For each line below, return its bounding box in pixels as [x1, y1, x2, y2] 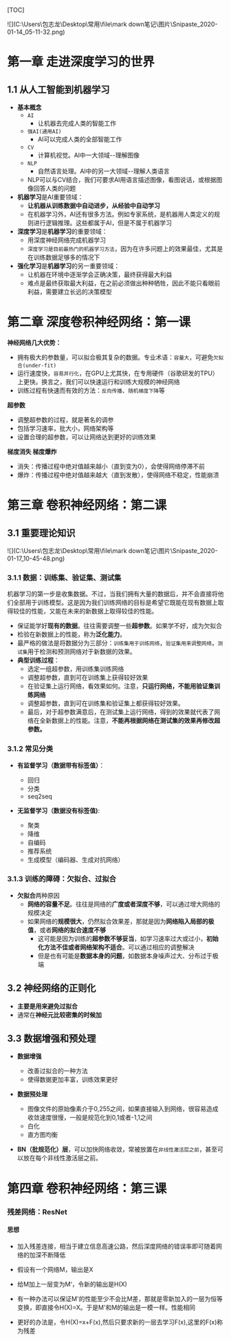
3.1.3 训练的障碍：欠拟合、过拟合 [7, 874, 117, 884]
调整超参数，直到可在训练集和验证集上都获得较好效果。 [27, 699, 184, 707]
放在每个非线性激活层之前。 [23, 1154, 102, 1162]
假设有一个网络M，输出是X [16, 1265, 93, 1273]
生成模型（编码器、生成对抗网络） [27, 855, 124, 864]
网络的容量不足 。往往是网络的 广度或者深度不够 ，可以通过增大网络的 [27, 900, 221, 908]
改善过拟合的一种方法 [27, 1067, 88, 1075]
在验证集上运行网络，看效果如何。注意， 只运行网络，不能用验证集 [27, 682, 214, 690]
